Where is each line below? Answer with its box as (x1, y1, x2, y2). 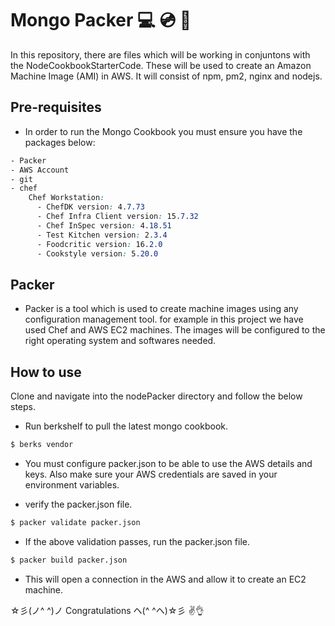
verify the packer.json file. (24, 498, 133, 510)
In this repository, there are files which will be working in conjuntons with (10, 48, 311, 61)
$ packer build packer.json (10, 555, 128, 565)
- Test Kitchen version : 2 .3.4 (36, 230, 168, 240)
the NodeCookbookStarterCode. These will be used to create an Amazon (10, 59, 312, 71)
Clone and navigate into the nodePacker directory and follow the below (10, 390, 303, 402)
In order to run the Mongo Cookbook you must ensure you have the (24, 125, 303, 137)
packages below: (24, 136, 96, 148)
